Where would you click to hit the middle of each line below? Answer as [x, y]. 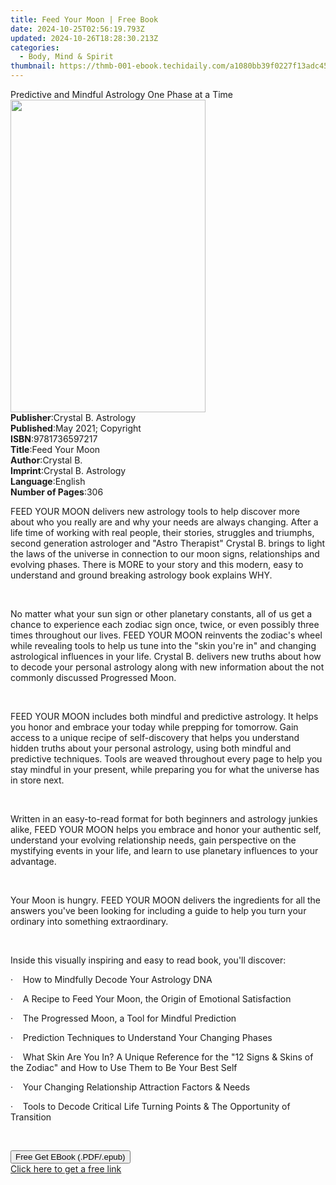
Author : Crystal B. [46, 460]
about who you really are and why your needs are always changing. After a [164, 522]
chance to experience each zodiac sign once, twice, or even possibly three [165, 624]
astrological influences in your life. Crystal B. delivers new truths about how [166, 656]
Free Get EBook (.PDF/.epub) [70, 1157]
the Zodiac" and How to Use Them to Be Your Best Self [124, 1067]
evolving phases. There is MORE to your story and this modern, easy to [157, 564]
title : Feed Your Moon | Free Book [84, 19]
